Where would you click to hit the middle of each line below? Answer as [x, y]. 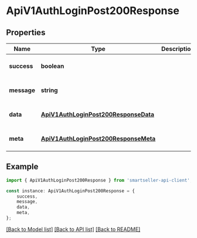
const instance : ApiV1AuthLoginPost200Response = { [70, 191]
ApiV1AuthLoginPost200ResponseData [97, 114]
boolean [52, 66]
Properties [26, 33]
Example [22, 167]
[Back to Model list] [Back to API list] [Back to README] [73, 229]
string [49, 90]
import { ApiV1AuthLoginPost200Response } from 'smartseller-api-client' [98, 180]
